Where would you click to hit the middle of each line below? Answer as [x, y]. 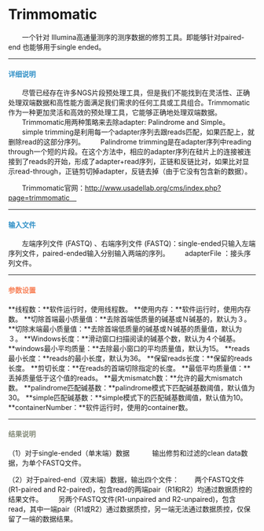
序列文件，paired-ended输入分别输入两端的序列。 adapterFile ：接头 [126, 254]
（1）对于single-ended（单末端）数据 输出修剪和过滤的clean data [125, 452]
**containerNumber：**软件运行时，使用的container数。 [100, 407]
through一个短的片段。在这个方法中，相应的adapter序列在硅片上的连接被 [126, 152]
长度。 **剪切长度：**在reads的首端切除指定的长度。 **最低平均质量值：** [130, 368]
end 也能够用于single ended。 [57, 47]
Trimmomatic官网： [53, 188]
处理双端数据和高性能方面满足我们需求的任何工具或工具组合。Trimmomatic [129, 103]
